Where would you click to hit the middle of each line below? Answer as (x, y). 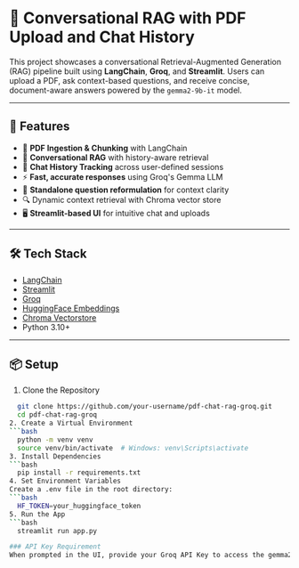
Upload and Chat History (102, 37)
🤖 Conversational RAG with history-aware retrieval (115, 157)
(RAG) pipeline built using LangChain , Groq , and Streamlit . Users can (137, 71)
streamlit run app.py (57, 531)
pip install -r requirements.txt (79, 473)
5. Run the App (37, 514)
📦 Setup (34, 364)
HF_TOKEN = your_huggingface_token (79, 506)
